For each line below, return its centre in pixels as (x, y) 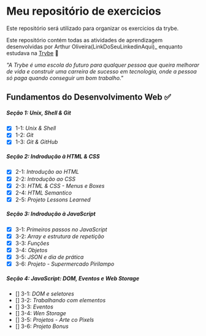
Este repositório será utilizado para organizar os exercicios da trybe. (93, 28)
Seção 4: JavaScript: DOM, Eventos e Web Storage (73, 278)
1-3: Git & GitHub (36, 142)
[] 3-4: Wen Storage (40, 313)
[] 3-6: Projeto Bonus (42, 326)
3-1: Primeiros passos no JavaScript (61, 229)
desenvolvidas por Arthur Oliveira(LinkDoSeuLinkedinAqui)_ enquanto (94, 47)
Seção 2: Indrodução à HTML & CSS (53, 157)
